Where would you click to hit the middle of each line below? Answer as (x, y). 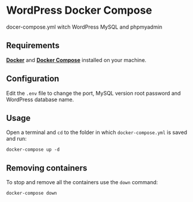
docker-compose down (32, 193)
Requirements (33, 46)
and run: (16, 139)
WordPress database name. (40, 100)
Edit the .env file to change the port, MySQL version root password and (94, 93)
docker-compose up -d (33, 150)
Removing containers (47, 168)
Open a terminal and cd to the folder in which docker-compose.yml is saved (97, 132)
